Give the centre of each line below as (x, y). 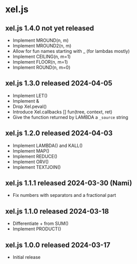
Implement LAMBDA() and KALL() (47, 145)
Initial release (26, 257)
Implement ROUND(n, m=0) (41, 67)
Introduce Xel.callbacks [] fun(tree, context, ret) (62, 112)
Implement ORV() (31, 162)
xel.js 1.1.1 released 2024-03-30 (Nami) (69, 183)
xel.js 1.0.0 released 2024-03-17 (58, 245)
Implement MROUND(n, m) (41, 40)
